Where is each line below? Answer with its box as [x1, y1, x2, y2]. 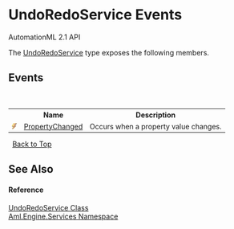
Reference [8, 185, 44, 194]
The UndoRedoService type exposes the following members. [8, 47, 210, 57]
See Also [8, 162, 54, 176]
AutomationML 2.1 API [8, 32, 81, 42]
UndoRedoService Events [8, 6, 183, 24]
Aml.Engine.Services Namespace [8, 211, 119, 221]
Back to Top [11, 139, 52, 149]
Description [135, 110, 176, 120]
